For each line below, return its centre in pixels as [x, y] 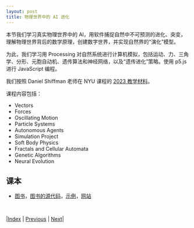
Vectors [24, 105]
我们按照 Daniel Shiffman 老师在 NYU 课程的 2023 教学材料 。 [80, 81]
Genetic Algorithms [38, 155]
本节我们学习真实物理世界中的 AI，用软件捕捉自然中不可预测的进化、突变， [96, 34]
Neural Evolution [34, 161]
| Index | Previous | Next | [35, 219]
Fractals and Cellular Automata [51, 148]
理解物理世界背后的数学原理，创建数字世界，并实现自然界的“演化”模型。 [93, 42]
